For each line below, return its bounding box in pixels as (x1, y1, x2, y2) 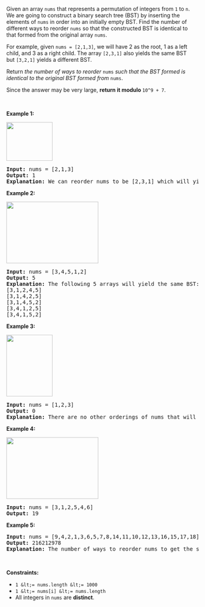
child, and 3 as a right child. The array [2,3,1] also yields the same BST (6, 50, 187, 57)
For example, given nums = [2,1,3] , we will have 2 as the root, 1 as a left (6, 43, 188, 50)
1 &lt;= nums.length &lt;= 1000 (15, 582, 98, 588)
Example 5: (6, 521, 35, 529)
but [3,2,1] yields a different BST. (6, 56, 93, 63)
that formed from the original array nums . (6, 31, 108, 39)
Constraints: (6, 569, 39, 576)
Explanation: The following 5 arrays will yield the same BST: (6, 281, 200, 287)
